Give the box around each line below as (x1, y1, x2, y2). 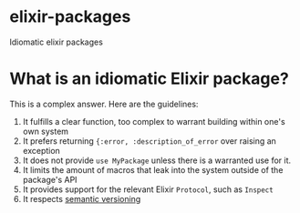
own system (22, 126, 69, 137)
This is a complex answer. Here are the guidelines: (9, 98, 199, 109)
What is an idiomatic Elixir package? (9, 68, 289, 89)
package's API (22, 174, 78, 185)
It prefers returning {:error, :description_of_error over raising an (22, 135, 276, 147)
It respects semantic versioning (22, 193, 141, 204)
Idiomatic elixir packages (9, 36, 103, 47)
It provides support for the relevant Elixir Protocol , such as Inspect (22, 184, 274, 195)
